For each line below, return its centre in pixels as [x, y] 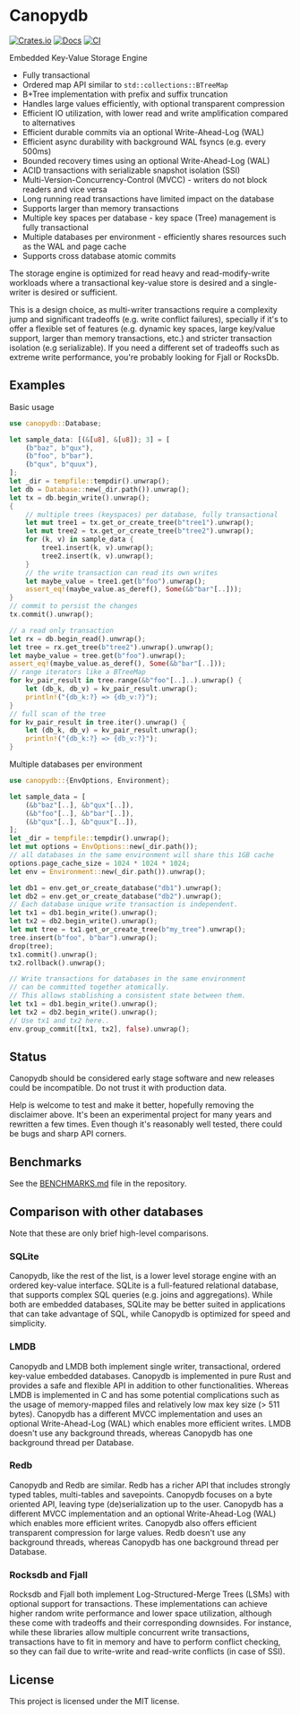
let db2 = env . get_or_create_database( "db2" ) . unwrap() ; [116, 896]
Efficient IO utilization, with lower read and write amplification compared [155, 113]
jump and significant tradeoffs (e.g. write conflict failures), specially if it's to [149, 319]
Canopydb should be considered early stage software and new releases [142, 1078]
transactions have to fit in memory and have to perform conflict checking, [145, 1642]
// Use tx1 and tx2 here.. [60, 1020]
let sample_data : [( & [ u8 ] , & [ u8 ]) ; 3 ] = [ [90, 440]
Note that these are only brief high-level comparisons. [109, 1233]
